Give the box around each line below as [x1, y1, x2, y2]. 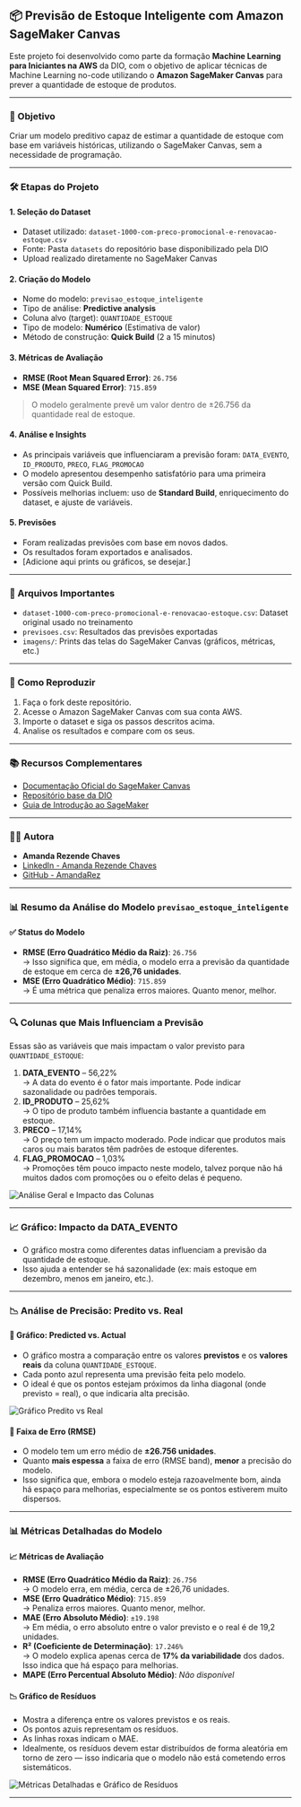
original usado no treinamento [21, 617, 133, 628]
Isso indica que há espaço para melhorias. [21, 1660, 179, 1671]
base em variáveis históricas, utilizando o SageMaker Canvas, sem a [9, 140, 262, 151]
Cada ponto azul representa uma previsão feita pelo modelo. [21, 1369, 246, 1380]
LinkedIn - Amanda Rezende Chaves [21, 860, 157, 871]
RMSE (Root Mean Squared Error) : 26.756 [21, 372, 177, 383]
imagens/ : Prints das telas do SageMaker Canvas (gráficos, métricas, [21, 636, 276, 647]
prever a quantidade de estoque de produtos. [9, 79, 177, 90]
